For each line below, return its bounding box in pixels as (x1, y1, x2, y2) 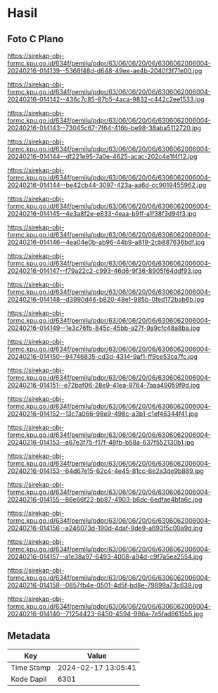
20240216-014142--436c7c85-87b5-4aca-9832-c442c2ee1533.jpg (7, 95, 205, 103)
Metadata (7, 630, 51, 642)
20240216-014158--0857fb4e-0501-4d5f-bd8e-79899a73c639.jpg (7, 581, 203, 589)
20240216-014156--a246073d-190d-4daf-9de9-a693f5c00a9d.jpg (7, 524, 203, 532)
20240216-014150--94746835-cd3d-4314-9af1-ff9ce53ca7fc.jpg (7, 352, 198, 360)
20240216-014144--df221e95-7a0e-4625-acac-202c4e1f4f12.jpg (7, 153, 198, 160)
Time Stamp (11, 663, 51, 673)
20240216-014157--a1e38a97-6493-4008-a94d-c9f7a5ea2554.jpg (7, 552, 203, 561)
